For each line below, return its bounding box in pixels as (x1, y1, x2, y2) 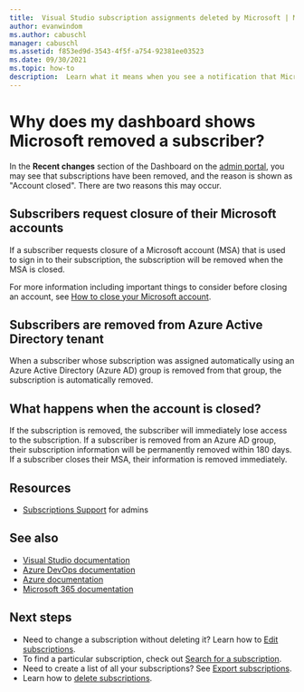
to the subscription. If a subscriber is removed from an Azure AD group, (9, 434, 277, 445)
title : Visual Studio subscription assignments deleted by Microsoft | (9, 13, 290, 23)
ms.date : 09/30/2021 (9, 55, 88, 64)
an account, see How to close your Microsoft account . (9, 291, 212, 302)
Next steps (9, 609, 72, 626)
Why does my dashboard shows (9, 111, 256, 132)
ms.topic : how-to (9, 64, 75, 73)
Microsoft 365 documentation (22, 583, 134, 594)
